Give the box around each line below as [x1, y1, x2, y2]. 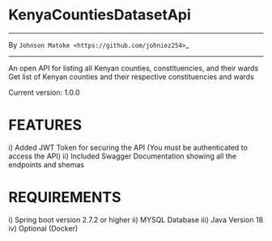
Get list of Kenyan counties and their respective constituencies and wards [8, 71, 255, 82]
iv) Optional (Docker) [8, 223, 79, 233]
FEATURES [8, 116, 83, 134]
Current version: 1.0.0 [8, 87, 80, 97]
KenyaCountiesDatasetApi [8, 6, 192, 24]
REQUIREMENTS [8, 188, 121, 207]
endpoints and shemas [8, 159, 85, 169]
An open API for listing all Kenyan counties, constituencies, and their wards [8, 63, 259, 73]
